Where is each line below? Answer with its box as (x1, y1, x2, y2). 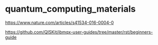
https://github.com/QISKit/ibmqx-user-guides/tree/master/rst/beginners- (5, 29, 153, 35)
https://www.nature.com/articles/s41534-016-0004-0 (5, 20, 114, 25)
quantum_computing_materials (5, 3, 136, 15)
